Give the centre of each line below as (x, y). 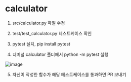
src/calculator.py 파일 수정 (39, 23)
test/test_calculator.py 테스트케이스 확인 (52, 33)
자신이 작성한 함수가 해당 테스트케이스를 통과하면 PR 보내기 (69, 74)
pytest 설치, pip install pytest (41, 44)
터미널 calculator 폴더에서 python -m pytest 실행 (60, 54)
